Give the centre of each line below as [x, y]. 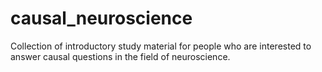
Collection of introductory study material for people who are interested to [161, 46]
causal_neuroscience [101, 18]
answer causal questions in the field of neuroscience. [120, 56]
